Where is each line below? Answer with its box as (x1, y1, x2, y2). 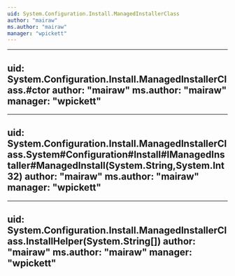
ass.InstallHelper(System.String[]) (7, 235, 162, 247)
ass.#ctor (7, 84, 50, 96)
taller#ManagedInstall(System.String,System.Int (7, 160, 225, 172)
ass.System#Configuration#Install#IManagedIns (7, 149, 225, 161)
